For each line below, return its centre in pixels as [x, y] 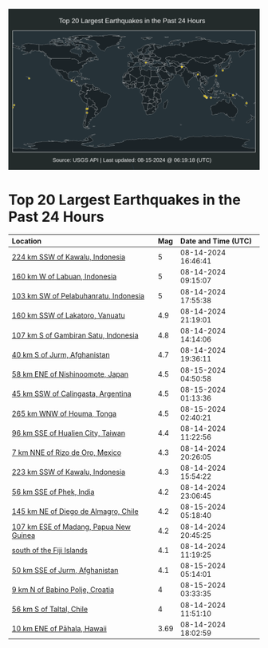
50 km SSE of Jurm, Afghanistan [65, 570]
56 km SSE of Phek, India [53, 492]
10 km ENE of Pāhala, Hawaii [59, 629]
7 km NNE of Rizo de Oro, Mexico [67, 452]
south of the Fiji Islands [49, 551]
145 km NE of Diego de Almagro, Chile [75, 511]
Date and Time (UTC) [217, 241]
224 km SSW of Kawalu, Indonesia [69, 257]
